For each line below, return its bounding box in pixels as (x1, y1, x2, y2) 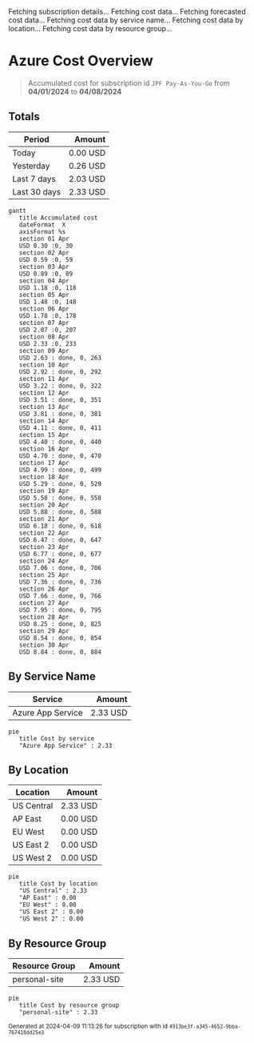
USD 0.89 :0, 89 (18, 270, 73, 278)
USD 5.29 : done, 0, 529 (18, 479, 102, 487)
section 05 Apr (18, 291, 69, 299)
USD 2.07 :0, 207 (18, 326, 77, 334)
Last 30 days (12, 186, 62, 197)
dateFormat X (18, 220, 66, 229)
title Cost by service (18, 734, 94, 743)
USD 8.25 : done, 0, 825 (18, 620, 102, 628)
